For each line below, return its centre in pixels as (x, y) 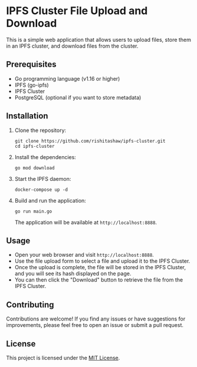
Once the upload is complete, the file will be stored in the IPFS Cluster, (100, 267)
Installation (27, 116)
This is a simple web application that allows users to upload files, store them (99, 39)
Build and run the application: (50, 200)
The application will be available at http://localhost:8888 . (86, 222)
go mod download (35, 168)
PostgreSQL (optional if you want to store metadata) (78, 97)
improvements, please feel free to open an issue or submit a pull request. (95, 325)
